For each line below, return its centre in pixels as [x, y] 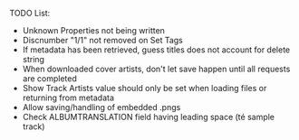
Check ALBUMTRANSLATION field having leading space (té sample [148, 117]
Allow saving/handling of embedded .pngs [101, 107]
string [34, 59]
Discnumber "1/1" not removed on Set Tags [102, 40]
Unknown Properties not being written [94, 30]
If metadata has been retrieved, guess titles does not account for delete [156, 50]
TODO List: [30, 13]
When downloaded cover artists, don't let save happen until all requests [156, 69]
